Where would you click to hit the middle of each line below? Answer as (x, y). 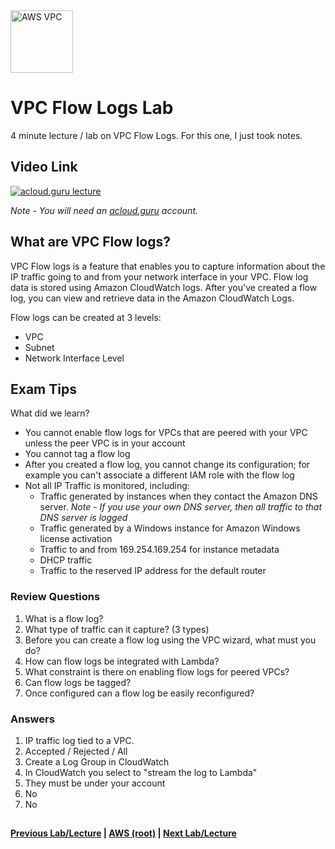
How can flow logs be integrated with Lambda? (122, 661)
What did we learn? (50, 413)
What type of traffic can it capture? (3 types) (117, 629)
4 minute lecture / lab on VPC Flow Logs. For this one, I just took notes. (156, 135)
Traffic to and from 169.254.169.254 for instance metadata (159, 550)
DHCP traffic (66, 560)
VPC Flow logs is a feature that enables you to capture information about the (168, 266)
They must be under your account (95, 783)
